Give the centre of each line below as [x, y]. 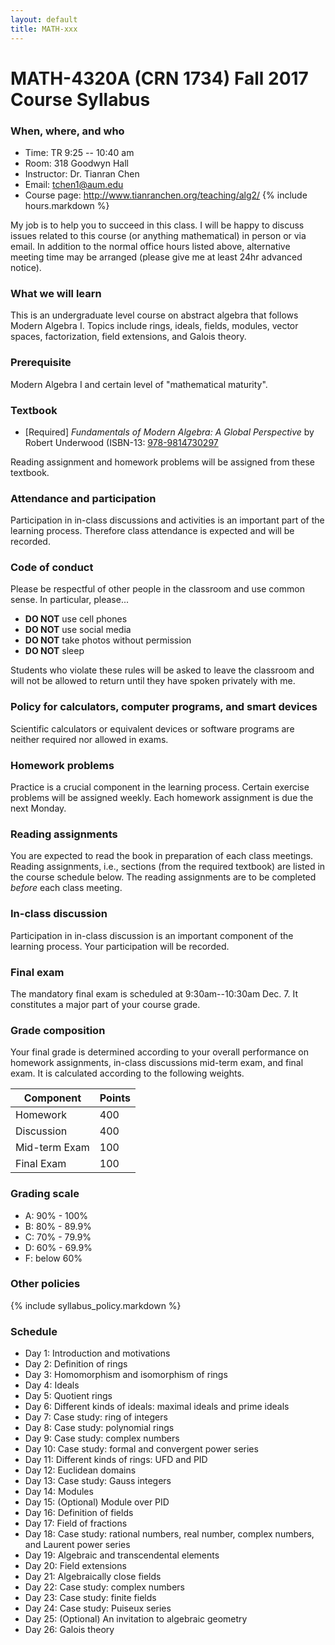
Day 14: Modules [59, 1492]
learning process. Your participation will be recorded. [120, 946]
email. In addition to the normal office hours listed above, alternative [150, 246]
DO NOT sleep [54, 651]
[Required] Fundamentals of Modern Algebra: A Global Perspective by [169, 432]
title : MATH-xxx [44, 29]
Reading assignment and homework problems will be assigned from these [162, 462]
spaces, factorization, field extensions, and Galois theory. [128, 337]
